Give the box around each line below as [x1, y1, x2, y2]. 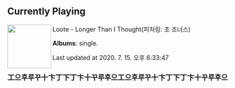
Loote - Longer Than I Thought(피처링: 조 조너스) [52, 24, 191, 34]
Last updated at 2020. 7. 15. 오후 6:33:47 [52, 53, 170, 61]
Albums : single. [52, 38, 98, 47]
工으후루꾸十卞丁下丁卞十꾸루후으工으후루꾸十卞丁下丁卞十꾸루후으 [7, 73, 228, 82]
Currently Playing [7, 6, 86, 17]
